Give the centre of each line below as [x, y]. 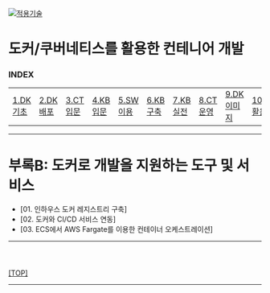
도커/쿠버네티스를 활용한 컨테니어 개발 [126, 49]
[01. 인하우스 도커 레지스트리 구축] [73, 209]
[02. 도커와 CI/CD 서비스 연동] [68, 219]
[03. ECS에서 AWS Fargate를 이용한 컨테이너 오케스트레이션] [116, 229]
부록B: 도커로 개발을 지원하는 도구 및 [121, 165]
